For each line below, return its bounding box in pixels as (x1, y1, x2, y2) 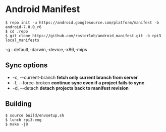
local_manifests (5, 38, 39, 43)
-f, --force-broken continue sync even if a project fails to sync (12, 79, 145, 86)
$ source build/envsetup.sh (5, 113, 65, 118)
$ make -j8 (5, 121, 28, 126)
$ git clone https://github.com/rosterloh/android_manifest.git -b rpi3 (5, 33, 161, 38)
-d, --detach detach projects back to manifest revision (12, 85, 129, 91)
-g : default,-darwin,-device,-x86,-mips (5, 46, 87, 52)
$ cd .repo (5, 29, 28, 34)
